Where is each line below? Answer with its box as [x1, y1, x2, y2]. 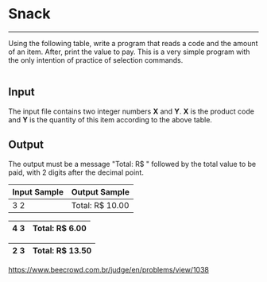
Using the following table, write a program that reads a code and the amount [8, 38, 258, 48]
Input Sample [12, 186, 64, 197]
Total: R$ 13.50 [32, 245, 92, 256]
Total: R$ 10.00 [71, 199, 130, 211]
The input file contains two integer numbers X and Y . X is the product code [8, 106, 254, 116]
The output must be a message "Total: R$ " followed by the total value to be [8, 159, 257, 168]
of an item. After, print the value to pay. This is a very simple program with [8, 47, 250, 56]
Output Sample [71, 186, 130, 197]
